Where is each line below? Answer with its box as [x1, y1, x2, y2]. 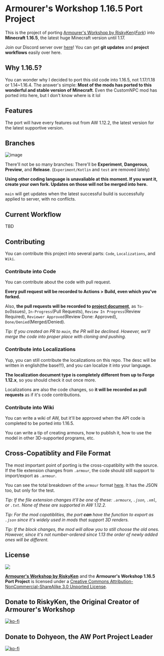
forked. [5, 294, 21, 300]
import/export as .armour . [5, 473, 57, 479]
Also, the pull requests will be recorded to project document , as [5, 303, 136, 309]
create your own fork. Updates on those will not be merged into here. [5, 181, 148, 187]
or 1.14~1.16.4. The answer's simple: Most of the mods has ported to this [5, 82, 152, 88]
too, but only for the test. [5, 487, 55, 493]
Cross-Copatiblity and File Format [5, 449, 111, 457]
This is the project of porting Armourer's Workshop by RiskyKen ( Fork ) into [5, 29, 155, 35]
